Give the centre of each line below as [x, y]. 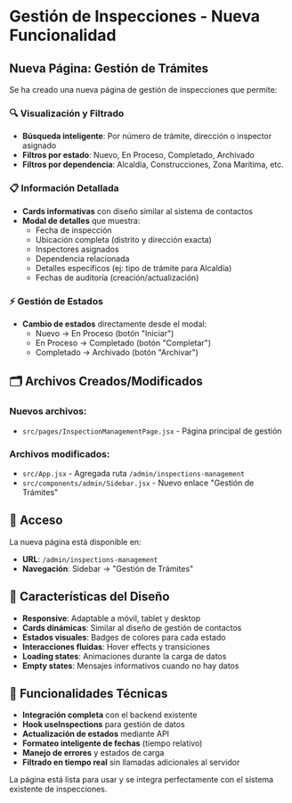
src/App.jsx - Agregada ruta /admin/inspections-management [133, 473]
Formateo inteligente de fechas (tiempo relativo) [112, 743]
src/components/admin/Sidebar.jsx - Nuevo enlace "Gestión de [138, 483]
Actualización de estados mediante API [96, 734]
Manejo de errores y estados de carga [93, 753]
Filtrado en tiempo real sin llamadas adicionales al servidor [131, 762]
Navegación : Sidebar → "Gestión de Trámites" [108, 568]
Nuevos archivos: [48, 411]
